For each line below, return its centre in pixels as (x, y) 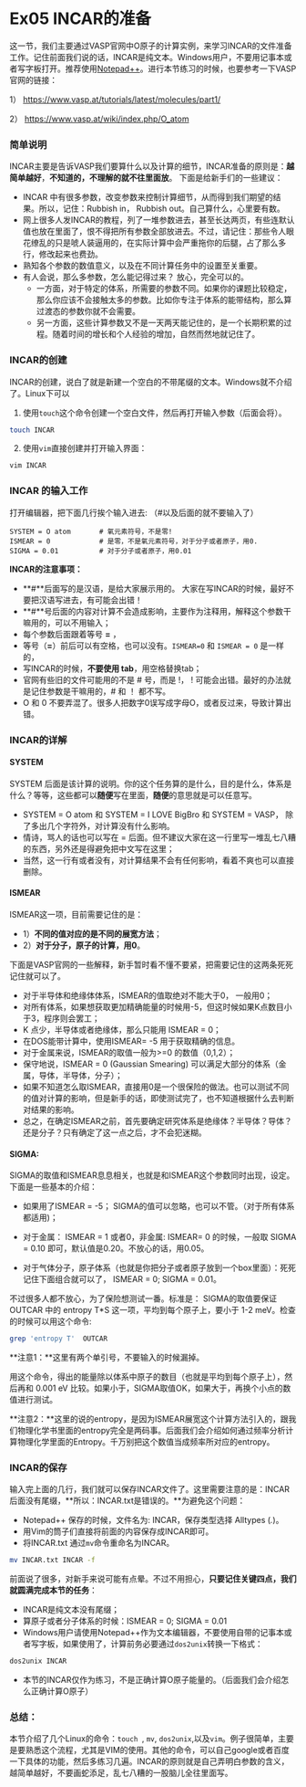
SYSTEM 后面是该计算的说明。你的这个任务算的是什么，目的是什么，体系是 (151, 783)
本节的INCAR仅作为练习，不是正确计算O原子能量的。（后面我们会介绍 (152, 1680)
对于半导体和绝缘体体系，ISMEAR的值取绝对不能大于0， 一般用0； (148, 995)
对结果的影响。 (51, 1109)
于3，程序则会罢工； (61, 1018)
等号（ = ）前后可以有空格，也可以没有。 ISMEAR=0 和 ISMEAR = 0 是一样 (153, 646)
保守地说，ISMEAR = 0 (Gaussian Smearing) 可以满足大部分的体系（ (151, 1064)
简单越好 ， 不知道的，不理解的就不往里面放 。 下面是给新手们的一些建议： (146, 178)
